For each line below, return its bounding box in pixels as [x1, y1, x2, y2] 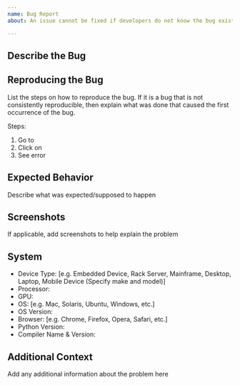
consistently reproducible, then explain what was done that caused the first [7, 101, 229, 109]
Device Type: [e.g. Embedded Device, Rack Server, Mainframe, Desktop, [17, 269, 232, 278]
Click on [17, 143, 43, 152]
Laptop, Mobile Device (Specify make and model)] [17, 277, 166, 286]
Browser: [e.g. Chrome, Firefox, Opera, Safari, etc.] [17, 315, 168, 324]
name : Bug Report [7, 10, 59, 18]
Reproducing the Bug [7, 74, 104, 86]
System [7, 250, 43, 262]
